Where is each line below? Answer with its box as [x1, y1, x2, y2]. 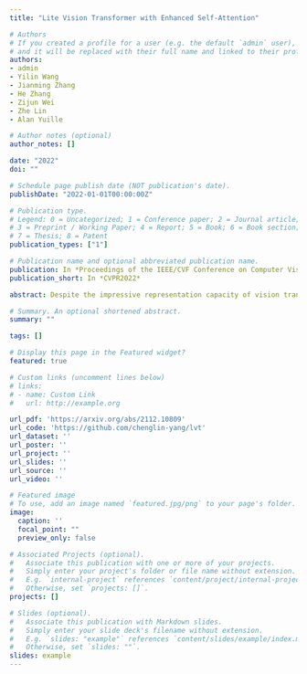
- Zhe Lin [9, 106, 48, 115]
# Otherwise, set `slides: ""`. [9, 643, 142, 652]
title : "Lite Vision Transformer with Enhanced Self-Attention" [9, 13, 259, 23]
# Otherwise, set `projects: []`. [9, 584, 149, 594]
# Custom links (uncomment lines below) [9, 373, 166, 382]
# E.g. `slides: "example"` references [9, 634, 170, 644]
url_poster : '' [9, 440, 68, 449]
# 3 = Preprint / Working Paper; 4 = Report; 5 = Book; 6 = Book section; [9, 223, 301, 233]
